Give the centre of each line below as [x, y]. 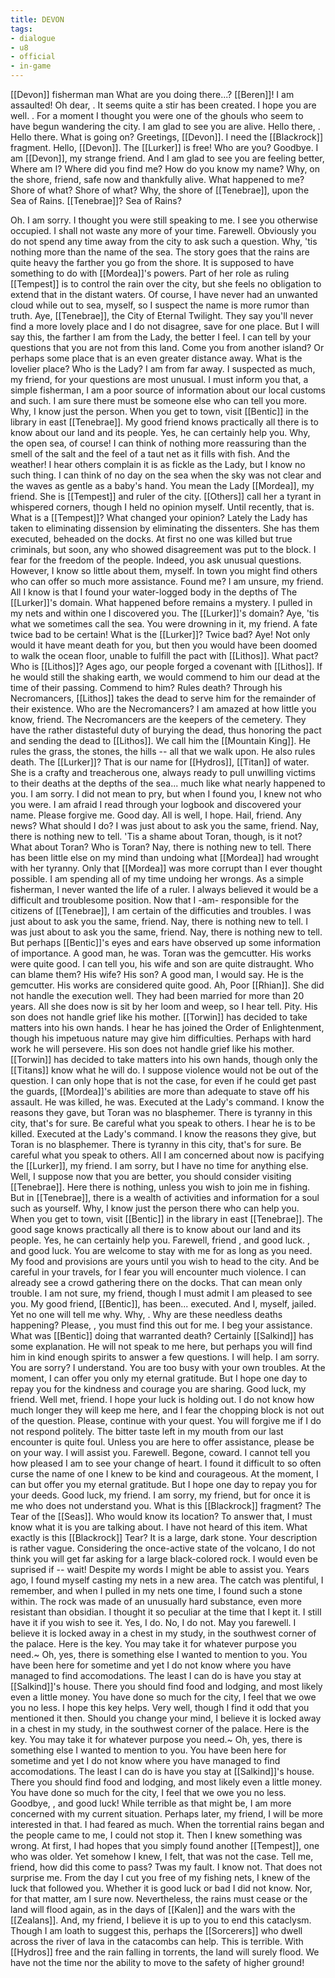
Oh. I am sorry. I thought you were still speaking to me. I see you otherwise [164, 220]
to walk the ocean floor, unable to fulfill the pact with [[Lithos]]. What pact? [164, 655]
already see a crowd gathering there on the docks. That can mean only [156, 1282]
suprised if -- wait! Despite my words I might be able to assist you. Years [160, 1569]
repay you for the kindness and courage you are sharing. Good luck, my [158, 1389]
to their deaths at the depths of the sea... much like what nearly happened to [168, 783]
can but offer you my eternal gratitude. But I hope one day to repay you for [164, 1484]
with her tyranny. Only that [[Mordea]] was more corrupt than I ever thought [166, 868]
